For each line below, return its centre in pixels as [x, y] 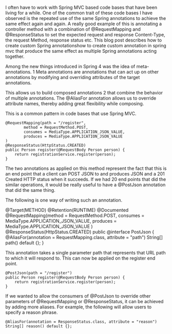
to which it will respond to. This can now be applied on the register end [80, 258]
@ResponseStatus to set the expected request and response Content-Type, [85, 35]
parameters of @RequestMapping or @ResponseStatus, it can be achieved [84, 301]
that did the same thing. [30, 190]
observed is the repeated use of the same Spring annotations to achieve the [86, 18]
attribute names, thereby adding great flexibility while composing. [75, 104]
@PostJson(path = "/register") [39, 273]
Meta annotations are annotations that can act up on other [97, 72]
